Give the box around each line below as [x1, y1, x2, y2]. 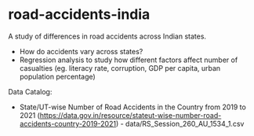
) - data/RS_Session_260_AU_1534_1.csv [115, 119, 245, 128]
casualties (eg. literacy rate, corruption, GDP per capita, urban [19, 63, 221, 72]
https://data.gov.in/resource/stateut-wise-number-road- [39, 110, 222, 119]
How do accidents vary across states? [19, 46, 143, 56]
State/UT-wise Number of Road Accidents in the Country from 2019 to [19, 102, 247, 112]
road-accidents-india [8, 6, 151, 24]
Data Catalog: [8, 86, 53, 96]
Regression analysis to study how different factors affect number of [19, 55, 238, 64]
